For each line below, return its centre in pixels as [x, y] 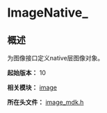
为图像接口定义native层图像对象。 [56, 58]
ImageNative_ [48, 13]
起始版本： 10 [27, 73]
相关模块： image [32, 87]
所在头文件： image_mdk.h [46, 102]
